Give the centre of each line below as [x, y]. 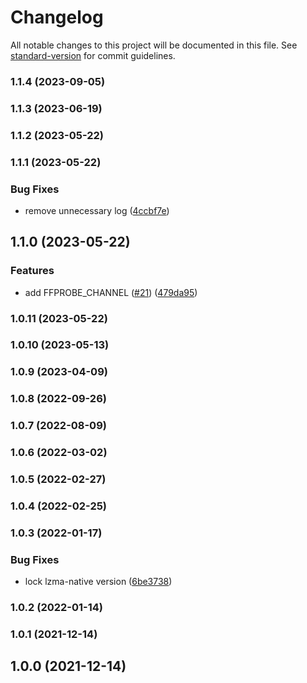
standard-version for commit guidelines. [93, 55]
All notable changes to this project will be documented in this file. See [154, 45]
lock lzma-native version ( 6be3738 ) [98, 582]
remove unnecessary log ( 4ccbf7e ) [97, 210]
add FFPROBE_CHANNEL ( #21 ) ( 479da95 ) [111, 292]
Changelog [57, 17]
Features [32, 271]
